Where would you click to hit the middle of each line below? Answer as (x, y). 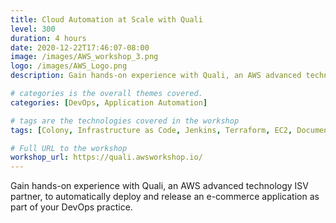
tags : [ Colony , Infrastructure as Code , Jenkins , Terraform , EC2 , (151, 130)
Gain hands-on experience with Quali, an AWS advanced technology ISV (159, 186)
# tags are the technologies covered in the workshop (125, 121)
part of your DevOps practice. (71, 207)
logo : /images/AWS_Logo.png (69, 66)
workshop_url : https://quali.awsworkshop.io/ (106, 157)
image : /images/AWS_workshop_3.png (84, 57)
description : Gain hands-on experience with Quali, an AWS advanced (156, 76)
